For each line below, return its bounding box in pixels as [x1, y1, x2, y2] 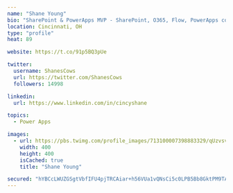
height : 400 [19, 150, 54, 157]
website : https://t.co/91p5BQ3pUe [7, 49, 107, 56]
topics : [7, 112, 30, 119]
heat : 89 [7, 36, 33, 43]
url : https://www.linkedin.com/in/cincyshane [13, 99, 148, 106]
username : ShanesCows [13, 67, 76, 74]
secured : [7, 176, 33, 183]
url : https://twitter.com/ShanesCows [13, 74, 123, 81]
